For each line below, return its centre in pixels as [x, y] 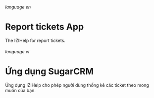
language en [18, 7]
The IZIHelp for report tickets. [35, 40]
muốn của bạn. [21, 91]
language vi [17, 52]
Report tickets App [45, 27]
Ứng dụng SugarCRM [50, 72]
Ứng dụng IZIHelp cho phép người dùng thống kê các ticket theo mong [77, 85]
